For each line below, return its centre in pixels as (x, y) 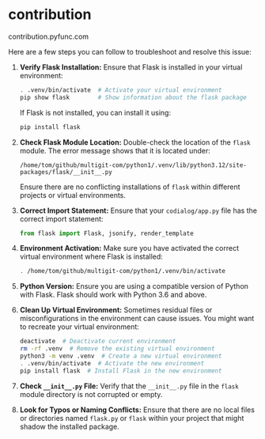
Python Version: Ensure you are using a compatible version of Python (134, 286)
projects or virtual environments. (73, 195)
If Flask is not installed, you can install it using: (95, 112)
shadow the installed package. (70, 426)
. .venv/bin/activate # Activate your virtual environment (121, 90)
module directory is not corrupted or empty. (91, 394)
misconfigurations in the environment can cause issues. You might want (137, 319)
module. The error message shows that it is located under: (115, 150)
